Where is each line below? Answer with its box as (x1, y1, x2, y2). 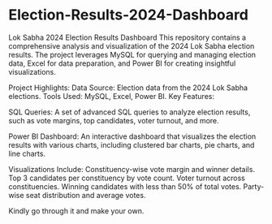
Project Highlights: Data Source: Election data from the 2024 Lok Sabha (8, 83, 248, 93)
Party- (243, 181, 265, 192)
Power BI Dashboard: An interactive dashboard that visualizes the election (8, 131, 257, 141)
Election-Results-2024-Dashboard (8, 6, 249, 24)
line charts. (8, 149, 46, 158)
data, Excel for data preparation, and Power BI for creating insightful (8, 58, 236, 68)
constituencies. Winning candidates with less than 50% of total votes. (8, 181, 242, 192)
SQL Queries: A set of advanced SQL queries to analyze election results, (8, 107, 251, 117)
